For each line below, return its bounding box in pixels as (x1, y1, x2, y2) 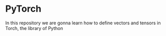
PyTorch (5, 3, 42, 15)
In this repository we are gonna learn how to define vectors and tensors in (5, 20, 161, 26)
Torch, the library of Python (5, 25, 63, 31)
